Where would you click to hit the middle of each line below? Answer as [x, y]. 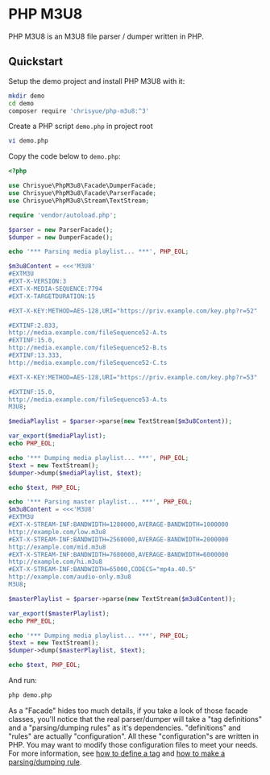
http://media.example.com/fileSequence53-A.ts [88, 400]
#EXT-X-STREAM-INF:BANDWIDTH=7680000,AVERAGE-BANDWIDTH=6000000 [118, 554]
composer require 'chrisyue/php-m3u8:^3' [79, 111]
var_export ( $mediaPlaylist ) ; [57, 436]
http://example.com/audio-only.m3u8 [70, 577]
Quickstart [36, 62]
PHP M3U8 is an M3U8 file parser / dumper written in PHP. [106, 36]
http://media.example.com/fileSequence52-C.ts [88, 363]
